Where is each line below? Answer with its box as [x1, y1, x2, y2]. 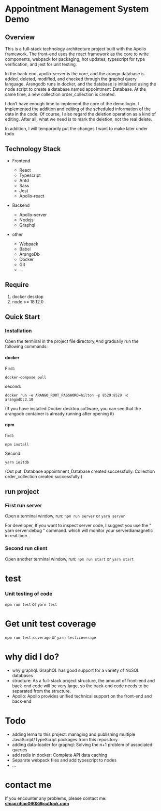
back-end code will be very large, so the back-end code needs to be [12, 683, 149, 689]
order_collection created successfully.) [5, 473, 83, 479]
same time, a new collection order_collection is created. [5, 91, 116, 97]
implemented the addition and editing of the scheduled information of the [5, 106, 151, 112]
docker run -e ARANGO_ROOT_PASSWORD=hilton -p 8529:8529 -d [5, 393, 129, 397]
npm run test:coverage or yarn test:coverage [5, 634, 96, 640]
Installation [5, 327, 32, 334]
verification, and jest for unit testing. [5, 62, 77, 67]
